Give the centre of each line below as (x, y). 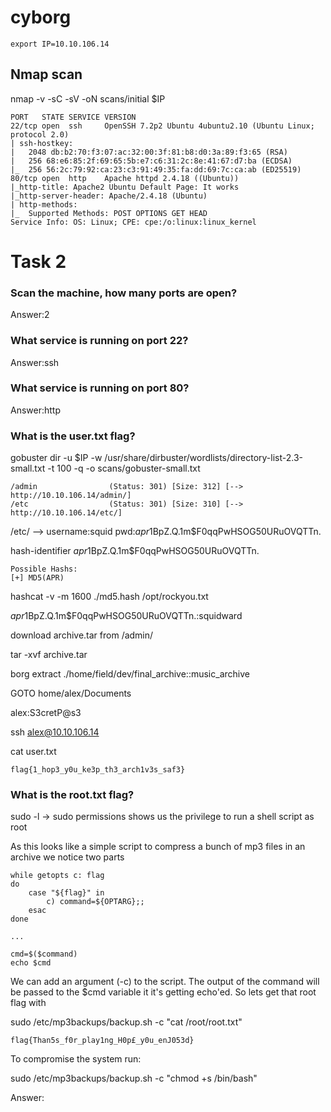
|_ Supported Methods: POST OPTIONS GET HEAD (109, 213)
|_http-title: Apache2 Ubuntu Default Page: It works (125, 187)
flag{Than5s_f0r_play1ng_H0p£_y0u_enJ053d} (102, 1041)
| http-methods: (44, 204)
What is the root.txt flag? (72, 795)
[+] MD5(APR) (37, 578)
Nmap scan (46, 74)
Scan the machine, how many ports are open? (124, 293)
